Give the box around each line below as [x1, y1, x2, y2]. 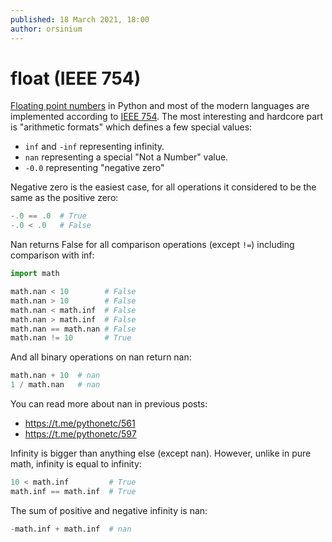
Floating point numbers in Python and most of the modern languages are [10, 100, 310, 112]
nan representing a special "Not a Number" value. [24, 151, 229, 163]
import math [10, 269, 60, 279]
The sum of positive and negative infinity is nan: [10, 504, 208, 516]
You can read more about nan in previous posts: [10, 398, 208, 410]
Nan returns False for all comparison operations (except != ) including [10, 239, 295, 251]
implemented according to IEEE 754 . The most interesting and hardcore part [10, 111, 324, 123]
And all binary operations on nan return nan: [10, 351, 192, 363]
